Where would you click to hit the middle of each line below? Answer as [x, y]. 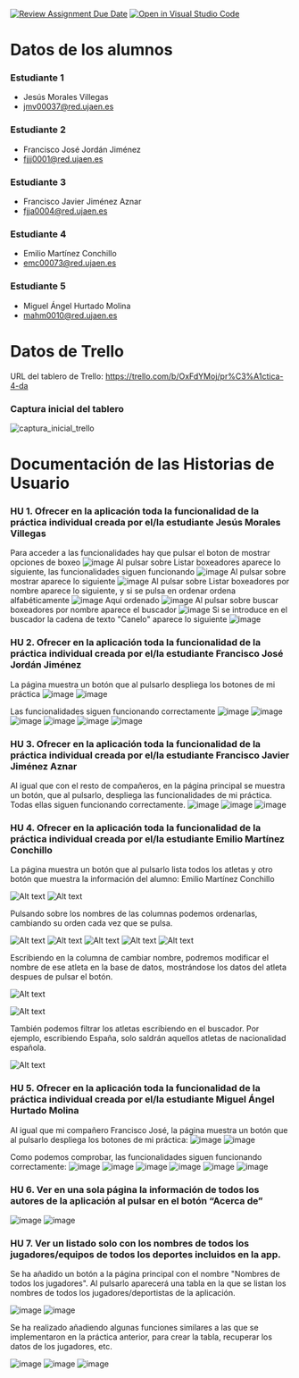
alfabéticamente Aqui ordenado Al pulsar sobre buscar [145, 601]
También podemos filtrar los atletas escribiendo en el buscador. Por [135, 1029]
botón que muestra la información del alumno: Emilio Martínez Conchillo [142, 879]
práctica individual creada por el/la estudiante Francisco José [147, 654]
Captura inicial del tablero [67, 408]
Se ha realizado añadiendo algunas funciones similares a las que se [134, 1328]
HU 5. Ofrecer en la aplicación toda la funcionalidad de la [136, 1088]
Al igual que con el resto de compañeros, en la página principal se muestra [148, 786]
